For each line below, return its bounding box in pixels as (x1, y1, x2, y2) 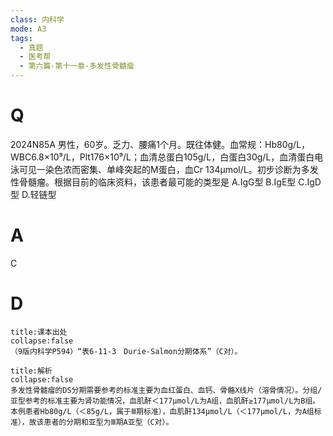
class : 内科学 (10, 14, 65, 25)
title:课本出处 (10, 327, 68, 337)
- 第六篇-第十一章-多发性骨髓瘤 (19, 61, 135, 71)
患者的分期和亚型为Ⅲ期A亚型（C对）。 (43, 417, 174, 427)
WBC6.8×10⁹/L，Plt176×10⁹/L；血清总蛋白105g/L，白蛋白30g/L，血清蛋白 (10, 151, 315, 163)
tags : (10, 33, 33, 43)
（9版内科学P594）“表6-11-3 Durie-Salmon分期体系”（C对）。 (10, 346, 243, 356)
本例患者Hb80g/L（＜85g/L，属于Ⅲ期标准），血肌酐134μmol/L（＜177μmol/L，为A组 (10, 406, 315, 416)
